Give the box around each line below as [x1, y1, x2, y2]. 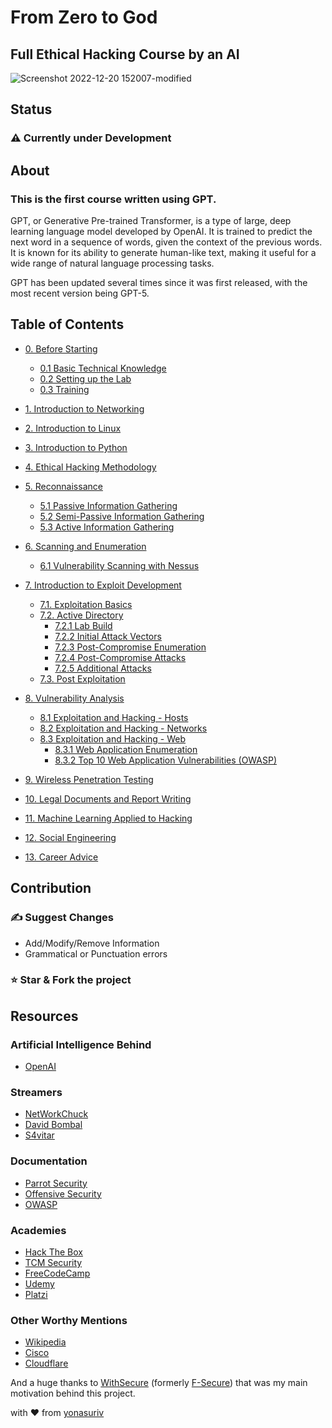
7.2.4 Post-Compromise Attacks [54, 651, 187, 663]
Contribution [10, 880, 92, 897]
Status [10, 101, 53, 118]
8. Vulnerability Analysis [24, 692, 125, 704]
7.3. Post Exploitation [39, 672, 126, 685]
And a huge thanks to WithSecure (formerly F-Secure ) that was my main [10, 1377, 308, 1389]
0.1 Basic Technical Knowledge [39, 362, 167, 374]
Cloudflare [24, 1357, 69, 1370]
